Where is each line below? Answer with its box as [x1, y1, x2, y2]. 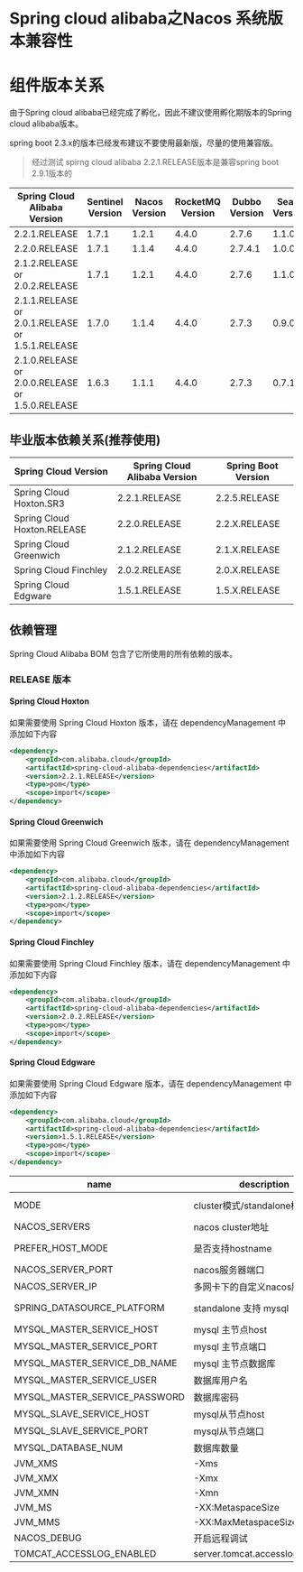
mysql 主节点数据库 [193, 1357, 276, 1370]
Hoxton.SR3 [14, 497, 65, 510]
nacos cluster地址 [193, 1220, 270, 1233]
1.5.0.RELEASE [14, 399, 78, 411]
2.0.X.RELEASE [215, 563, 280, 576]
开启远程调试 [193, 1531, 248, 1544]
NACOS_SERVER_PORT [14, 1262, 114, 1275]
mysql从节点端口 [193, 1425, 264, 1438]
